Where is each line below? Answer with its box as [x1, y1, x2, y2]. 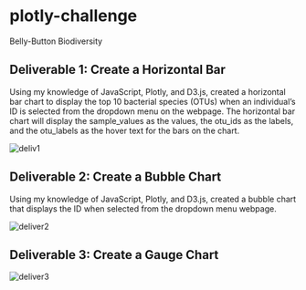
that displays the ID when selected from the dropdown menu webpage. [9, 202, 277, 214]
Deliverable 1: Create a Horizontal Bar [9, 62, 227, 78]
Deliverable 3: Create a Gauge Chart [9, 247, 219, 263]
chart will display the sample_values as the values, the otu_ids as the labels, [9, 115, 294, 126]
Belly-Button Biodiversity [9, 36, 103, 47]
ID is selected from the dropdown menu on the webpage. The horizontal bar [9, 106, 295, 117]
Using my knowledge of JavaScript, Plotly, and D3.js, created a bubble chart [9, 193, 297, 204]
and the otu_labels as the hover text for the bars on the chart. [9, 125, 240, 136]
